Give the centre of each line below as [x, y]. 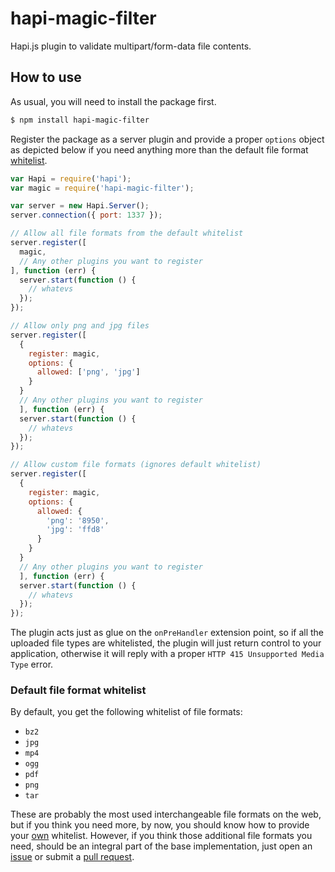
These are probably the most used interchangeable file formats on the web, [166, 814]
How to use [46, 77]
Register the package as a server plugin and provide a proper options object [167, 139]
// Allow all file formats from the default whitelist [127, 233]
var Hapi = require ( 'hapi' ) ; [71, 178]
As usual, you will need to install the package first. [113, 101]
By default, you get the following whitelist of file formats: [126, 712]
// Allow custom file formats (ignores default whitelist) [136, 465]
